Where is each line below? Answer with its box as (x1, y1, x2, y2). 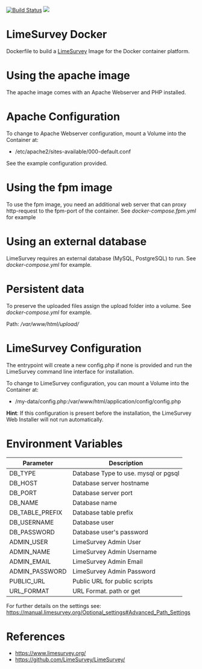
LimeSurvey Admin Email (72, 557, 143, 566)
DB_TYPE (9, 469, 36, 477)
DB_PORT (9, 488, 37, 497)
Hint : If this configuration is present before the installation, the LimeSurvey (6, 409, 192, 417)
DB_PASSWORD (9, 528, 55, 536)
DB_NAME (9, 498, 39, 507)
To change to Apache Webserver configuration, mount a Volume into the (6, 130, 186, 137)
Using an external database (6, 234, 147, 248)
